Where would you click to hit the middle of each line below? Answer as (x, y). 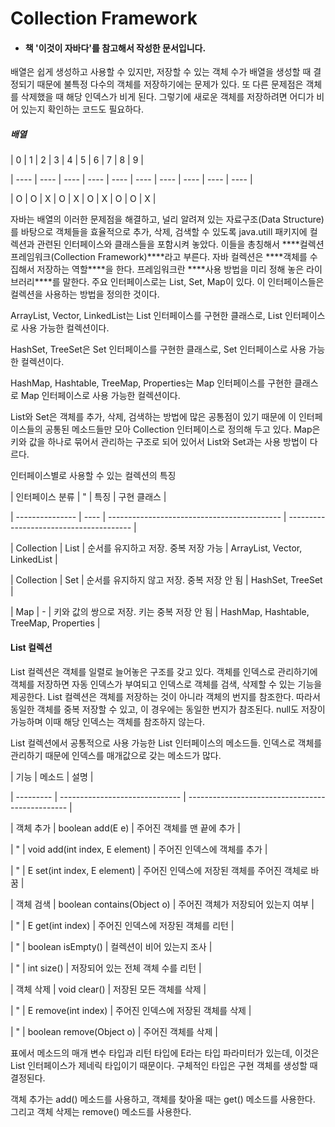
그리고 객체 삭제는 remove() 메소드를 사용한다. (101, 1111)
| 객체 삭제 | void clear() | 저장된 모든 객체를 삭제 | (108, 989)
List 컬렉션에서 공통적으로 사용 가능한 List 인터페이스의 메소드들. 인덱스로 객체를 (166, 743)
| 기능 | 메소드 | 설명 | (52, 776)
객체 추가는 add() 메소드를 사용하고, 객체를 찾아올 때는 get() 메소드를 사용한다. (163, 1099)
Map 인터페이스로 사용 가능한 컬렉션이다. (100, 396)
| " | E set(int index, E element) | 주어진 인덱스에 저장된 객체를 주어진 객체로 (159, 870)
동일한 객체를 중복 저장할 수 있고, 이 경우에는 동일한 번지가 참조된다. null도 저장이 (168, 709)
